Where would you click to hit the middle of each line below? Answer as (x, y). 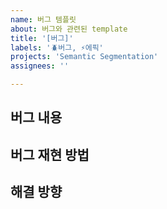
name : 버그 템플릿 (43, 19)
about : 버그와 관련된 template (69, 29)
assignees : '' (40, 66)
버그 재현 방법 (50, 154)
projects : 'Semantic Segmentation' (84, 57)
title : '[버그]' (42, 38)
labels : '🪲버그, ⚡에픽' (57, 47)
